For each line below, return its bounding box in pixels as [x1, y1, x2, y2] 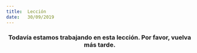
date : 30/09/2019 [6, 14, 55, 20]
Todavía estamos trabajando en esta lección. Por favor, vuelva [8, 34, 192, 42]
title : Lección [6, 8, 46, 15]
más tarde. [84, 41, 116, 49]
